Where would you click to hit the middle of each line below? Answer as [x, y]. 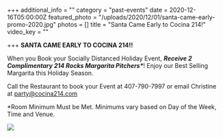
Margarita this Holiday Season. [50, 73]
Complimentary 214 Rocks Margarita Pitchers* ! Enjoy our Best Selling [108, 66]
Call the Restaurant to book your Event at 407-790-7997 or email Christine [112, 86]
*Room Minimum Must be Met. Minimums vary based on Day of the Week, [112, 107]
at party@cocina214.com [42, 93]
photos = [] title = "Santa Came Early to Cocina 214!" [132, 24]
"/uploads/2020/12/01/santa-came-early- [157, 17]
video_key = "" [28, 32]
